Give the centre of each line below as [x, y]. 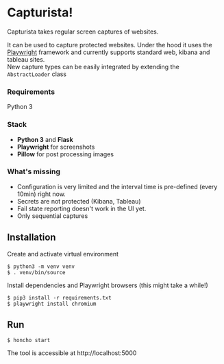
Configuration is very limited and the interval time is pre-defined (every [117, 186]
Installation [32, 238]
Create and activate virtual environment [63, 254]
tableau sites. [26, 59]
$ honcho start [29, 341]
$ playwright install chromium [52, 304]
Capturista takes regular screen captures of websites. [83, 32]
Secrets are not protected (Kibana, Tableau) [79, 201]
